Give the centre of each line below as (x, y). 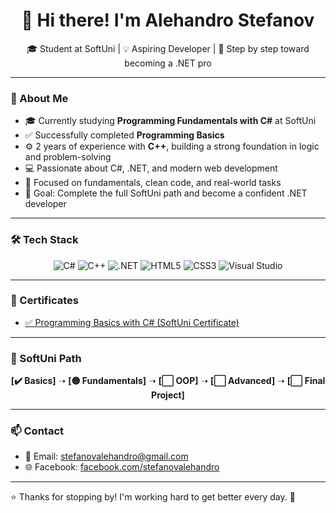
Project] (168, 395)
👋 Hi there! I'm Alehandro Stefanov (168, 20)
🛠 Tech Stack (44, 240)
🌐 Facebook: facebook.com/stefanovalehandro (122, 467)
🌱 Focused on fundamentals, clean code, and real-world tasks (153, 183)
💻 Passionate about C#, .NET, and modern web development (151, 168)
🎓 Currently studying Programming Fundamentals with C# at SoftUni (170, 121)
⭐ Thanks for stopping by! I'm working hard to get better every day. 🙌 (153, 497)
